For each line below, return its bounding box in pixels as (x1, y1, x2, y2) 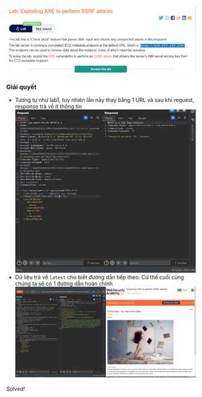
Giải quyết (6, 83, 37, 91)
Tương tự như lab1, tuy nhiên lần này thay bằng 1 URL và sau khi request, (14, 97, 194, 104)
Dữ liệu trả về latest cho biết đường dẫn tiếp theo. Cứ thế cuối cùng (14, 274, 185, 281)
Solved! (6, 386, 25, 393)
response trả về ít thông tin (14, 103, 82, 110)
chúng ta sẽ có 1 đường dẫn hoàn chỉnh (14, 280, 113, 287)
